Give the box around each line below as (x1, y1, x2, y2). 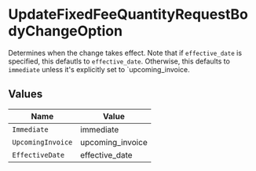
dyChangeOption (8, 22, 123, 40)
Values (8, 88, 43, 101)
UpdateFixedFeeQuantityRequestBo (8, 5, 249, 24)
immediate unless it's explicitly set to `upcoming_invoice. (8, 64, 190, 74)
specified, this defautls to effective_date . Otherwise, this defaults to (8, 56, 230, 66)
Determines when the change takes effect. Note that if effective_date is (8, 48, 242, 57)
